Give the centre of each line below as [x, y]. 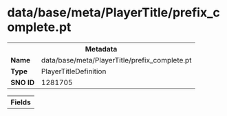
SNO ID [23, 82]
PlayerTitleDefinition [74, 71]
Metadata [101, 49]
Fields [21, 102]
